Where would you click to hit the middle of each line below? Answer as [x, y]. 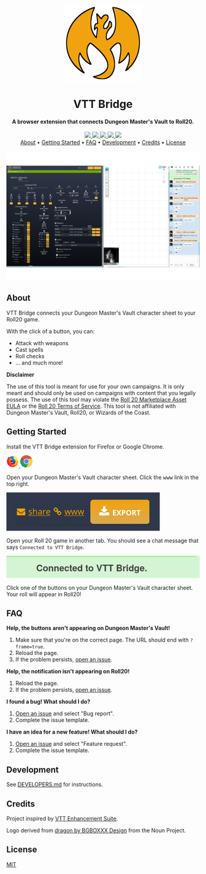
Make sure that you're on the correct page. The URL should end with [102, 640]
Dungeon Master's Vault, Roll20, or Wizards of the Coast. [78, 412]
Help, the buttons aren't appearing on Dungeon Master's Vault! [88, 628]
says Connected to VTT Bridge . [45, 547]
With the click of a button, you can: [51, 331]
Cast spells [29, 350]
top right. [18, 484]
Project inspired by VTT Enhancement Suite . [62, 818]
